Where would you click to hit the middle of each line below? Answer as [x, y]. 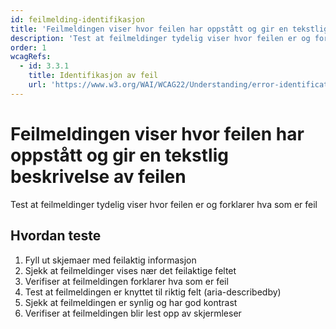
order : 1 [28, 47]
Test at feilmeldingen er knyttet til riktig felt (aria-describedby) [153, 292]
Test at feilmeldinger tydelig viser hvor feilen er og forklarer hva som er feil [164, 204]
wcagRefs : [31, 57]
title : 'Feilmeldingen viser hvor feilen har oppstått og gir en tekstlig [169, 29]
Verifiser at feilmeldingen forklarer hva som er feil [126, 281]
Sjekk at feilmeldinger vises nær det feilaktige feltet [130, 270]
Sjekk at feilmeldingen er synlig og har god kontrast [131, 302]
